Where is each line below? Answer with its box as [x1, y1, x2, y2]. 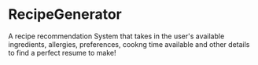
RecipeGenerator [8, 5, 122, 23]
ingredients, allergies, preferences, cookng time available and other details [8, 39, 250, 49]
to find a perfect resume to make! [8, 48, 116, 57]
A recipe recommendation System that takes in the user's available [8, 31, 225, 41]
